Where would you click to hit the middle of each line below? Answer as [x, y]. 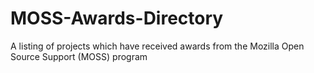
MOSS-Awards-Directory [117, 18]
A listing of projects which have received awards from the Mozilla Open [157, 46]
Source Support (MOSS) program [79, 56]
